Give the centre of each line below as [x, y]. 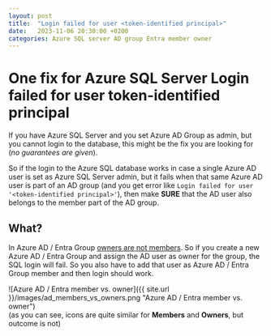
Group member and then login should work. [81, 273]
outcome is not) [34, 323]
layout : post [30, 16]
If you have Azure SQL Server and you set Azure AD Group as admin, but [130, 135]
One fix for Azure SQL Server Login [129, 79]
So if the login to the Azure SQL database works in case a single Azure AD [133, 168]
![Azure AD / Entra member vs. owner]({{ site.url [89, 289]
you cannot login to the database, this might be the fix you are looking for [131, 144]
